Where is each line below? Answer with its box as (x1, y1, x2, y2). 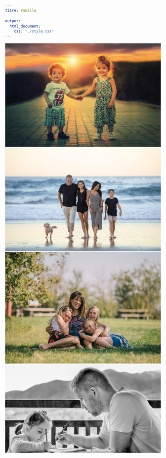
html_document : (9, 24, 41, 29)
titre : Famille (5, 8, 37, 13)
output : (5, 18, 21, 23)
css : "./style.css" (14, 29, 54, 34)
